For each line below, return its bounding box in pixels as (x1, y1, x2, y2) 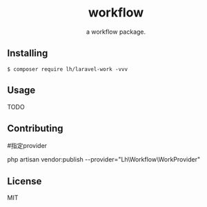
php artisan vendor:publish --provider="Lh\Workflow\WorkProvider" (7, 155, 201, 164)
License (7, 175, 42, 187)
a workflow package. (86, 28, 146, 36)
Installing (7, 47, 48, 59)
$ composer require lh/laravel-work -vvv (7, 65, 128, 73)
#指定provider (7, 142, 47, 150)
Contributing (7, 122, 63, 134)
